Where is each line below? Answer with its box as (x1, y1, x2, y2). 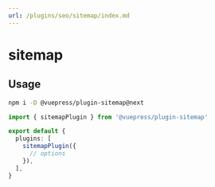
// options (29, 150, 66, 158)
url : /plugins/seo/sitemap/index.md (8, 11, 130, 20)
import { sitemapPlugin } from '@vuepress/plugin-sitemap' (8, 113, 209, 121)
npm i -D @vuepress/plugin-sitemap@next (8, 99, 145, 107)
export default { (8, 127, 66, 135)
